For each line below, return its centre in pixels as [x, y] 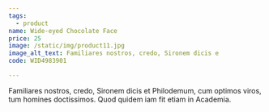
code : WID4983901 [38, 61]
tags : [17, 16]
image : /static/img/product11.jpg [67, 46]
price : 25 [25, 38]
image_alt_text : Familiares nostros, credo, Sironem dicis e [114, 53]
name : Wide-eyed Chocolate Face [63, 31]
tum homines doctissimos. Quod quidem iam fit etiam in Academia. [120, 99]
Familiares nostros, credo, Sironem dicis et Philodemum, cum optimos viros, [135, 90]
